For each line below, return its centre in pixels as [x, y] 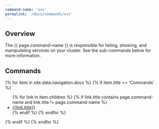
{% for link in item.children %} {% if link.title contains [65, 97]
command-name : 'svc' [26, 9]
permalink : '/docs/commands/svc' [39, 14]
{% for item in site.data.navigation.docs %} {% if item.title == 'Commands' [80, 82]
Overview [20, 34]
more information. [23, 56]
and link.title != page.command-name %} [66, 102]
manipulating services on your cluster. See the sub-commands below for [78, 50]
